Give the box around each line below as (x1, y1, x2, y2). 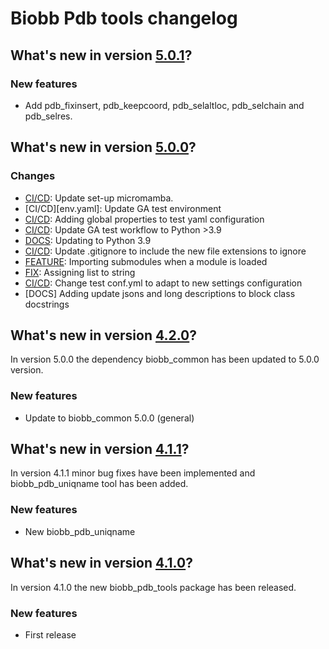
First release (24, 628, 77, 641)
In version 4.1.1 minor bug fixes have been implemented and (10, 467, 256, 479)
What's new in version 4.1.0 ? (10, 555, 193, 572)
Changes (10, 169, 56, 183)
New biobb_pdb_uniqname (24, 525, 136, 537)
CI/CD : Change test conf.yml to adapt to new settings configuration (24, 277, 303, 289)
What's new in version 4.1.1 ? (10, 441, 190, 458)
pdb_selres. (24, 110, 73, 122)
